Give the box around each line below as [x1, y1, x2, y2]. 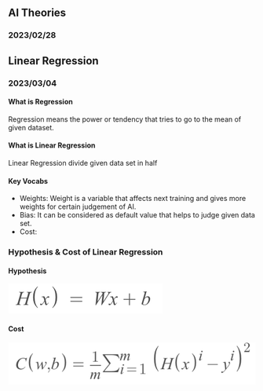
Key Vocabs [8, 176, 49, 185]
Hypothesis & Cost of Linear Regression [8, 247, 163, 258]
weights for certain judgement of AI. [19, 202, 137, 211]
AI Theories [8, 6, 67, 20]
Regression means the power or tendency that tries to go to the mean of [8, 114, 242, 124]
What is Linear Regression [8, 141, 96, 150]
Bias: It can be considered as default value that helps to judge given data [19, 210, 255, 220]
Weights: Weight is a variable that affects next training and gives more [19, 194, 247, 203]
